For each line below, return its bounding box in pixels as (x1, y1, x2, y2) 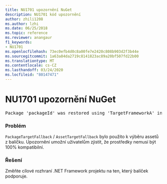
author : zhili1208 (5, 16, 43, 21)
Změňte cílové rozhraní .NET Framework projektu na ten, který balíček (5, 168, 149, 174)
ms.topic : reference (5, 30, 48, 35)
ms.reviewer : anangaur (5, 35, 52, 40)
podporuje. (5, 173, 28, 180)
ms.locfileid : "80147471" (5, 72, 59, 77)
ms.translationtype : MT (5, 58, 55, 63)
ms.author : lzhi (5, 21, 39, 26)
